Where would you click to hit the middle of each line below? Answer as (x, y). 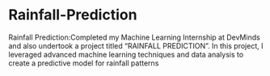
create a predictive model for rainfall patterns (84, 63)
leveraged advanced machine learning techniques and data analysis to (126, 54)
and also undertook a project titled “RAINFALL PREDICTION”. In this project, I (136, 45)
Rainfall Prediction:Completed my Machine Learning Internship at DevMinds (134, 37)
